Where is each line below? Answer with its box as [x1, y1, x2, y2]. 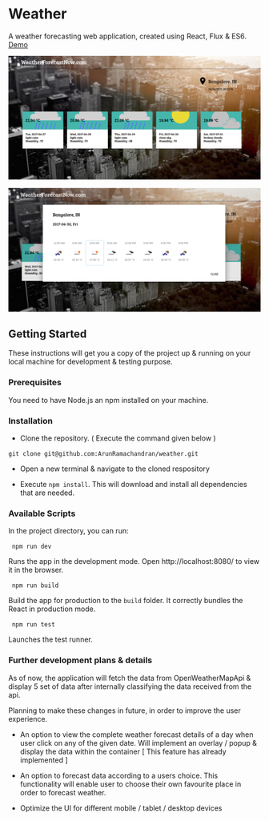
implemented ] [19, 755, 68, 765]
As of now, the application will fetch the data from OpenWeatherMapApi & [8, 673, 251, 682]
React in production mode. [8, 604, 96, 614]
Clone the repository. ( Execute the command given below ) [19, 433, 216, 443]
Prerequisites [8, 377, 62, 388]
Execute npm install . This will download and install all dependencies [19, 480, 247, 489]
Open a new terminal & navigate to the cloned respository [19, 464, 211, 473]
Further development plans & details [8, 654, 153, 666]
